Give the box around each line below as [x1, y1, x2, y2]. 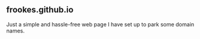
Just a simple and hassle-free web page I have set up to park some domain [6, 20, 195, 28]
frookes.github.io [6, 5, 74, 15]
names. [6, 27, 25, 34]
